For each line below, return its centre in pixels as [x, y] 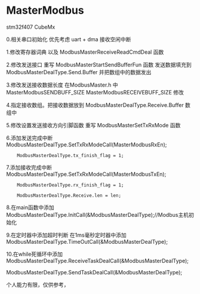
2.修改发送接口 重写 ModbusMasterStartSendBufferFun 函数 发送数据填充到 [99, 65]
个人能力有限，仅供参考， [38, 284]
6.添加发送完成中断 [30, 137]
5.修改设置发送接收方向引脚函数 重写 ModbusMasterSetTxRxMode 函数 [93, 125]
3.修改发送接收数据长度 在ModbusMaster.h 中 [62, 85]
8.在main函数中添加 [30, 207]
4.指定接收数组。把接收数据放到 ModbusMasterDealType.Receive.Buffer [95, 105]
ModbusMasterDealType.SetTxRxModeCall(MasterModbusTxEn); [86, 174]
